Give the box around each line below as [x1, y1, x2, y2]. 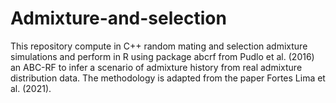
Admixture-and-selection [10, 7, 227, 30]
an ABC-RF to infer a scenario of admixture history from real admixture [10, 61, 303, 73]
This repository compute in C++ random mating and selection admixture [10, 40, 308, 52]
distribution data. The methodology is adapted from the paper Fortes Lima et [10, 72, 326, 84]
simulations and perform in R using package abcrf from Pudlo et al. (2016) [10, 50, 315, 62]
